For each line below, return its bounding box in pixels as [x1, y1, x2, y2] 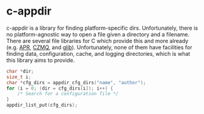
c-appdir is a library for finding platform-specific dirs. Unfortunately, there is [6, 24, 199, 32]
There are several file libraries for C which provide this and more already [6, 37, 189, 44]
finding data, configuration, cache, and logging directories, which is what [6, 50, 191, 57]
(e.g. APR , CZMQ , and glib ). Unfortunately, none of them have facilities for [6, 44, 192, 51]
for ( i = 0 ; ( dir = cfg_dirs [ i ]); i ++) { [6, 85, 114, 92]
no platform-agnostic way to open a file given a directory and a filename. [6, 30, 190, 38]
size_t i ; [6, 74, 32, 80]
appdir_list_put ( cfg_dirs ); [6, 102, 78, 109]
